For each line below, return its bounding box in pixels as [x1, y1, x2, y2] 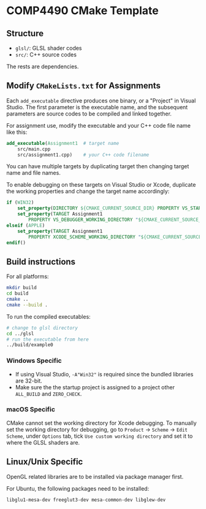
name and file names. [6, 169, 61, 177]
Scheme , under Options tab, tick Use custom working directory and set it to [6, 432, 193, 440]
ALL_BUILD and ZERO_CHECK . [15, 390, 82, 397]
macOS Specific [6, 405, 55, 414]
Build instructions [6, 256, 75, 267]
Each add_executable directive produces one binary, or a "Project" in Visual [6, 96, 196, 104]
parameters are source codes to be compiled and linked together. [6, 110, 172, 117]
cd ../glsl [6, 330, 34, 336]
